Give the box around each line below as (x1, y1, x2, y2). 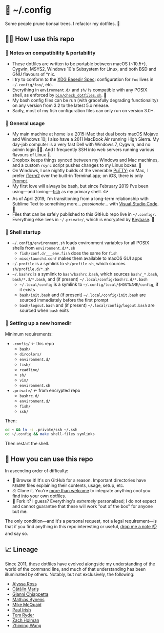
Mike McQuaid (12, 602, 41, 608)
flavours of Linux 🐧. (12, 152, 52, 157)
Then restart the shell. (5, 441, 50, 447)
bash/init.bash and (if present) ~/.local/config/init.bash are (19, 292, 146, 298)
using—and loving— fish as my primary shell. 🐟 (12, 188, 108, 194)
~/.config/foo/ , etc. (12, 81, 53, 87)
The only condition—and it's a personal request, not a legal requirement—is (5, 518, 157, 524)
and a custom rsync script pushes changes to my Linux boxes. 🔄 (12, 162, 142, 168)
